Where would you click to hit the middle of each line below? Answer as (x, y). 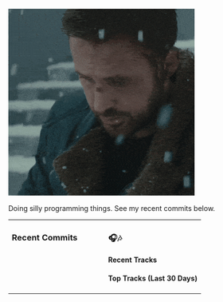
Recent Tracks (133, 260)
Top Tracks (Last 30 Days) (153, 278)
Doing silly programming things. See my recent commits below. (112, 208)
